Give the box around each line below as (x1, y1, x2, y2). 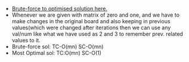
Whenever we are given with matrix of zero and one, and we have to (11, 11, 180, 18)
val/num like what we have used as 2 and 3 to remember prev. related (11, 30, 184, 38)
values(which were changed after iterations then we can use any (11, 24, 171, 31)
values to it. (11, 37, 41, 44)
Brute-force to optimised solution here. (11, 5, 107, 12)
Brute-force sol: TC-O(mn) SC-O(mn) (11, 43, 104, 50)
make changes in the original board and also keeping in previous (11, 18, 171, 24)
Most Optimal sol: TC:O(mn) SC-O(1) (11, 49, 102, 56)
